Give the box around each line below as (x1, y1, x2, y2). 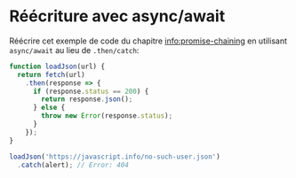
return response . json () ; (41, 95, 133, 104)
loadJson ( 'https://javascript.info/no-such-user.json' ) (9, 152, 220, 161)
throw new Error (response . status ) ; (41, 112, 173, 120)
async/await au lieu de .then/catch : (9, 44, 140, 55)
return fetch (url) (17, 70, 86, 79)
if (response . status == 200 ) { (32, 87, 149, 96)
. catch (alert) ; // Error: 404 (17, 160, 129, 169)
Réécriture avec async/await (9, 6, 226, 27)
